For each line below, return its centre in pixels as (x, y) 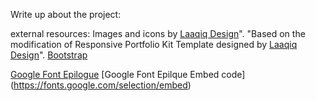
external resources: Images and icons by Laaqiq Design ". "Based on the (158, 33)
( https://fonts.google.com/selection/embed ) (101, 85)
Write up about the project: (66, 14)
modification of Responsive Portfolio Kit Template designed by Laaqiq (154, 44)
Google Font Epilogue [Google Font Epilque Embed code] (128, 74)
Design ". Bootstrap (49, 55)
